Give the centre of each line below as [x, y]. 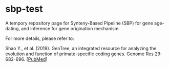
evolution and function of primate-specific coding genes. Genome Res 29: [84, 54]
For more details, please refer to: [40, 38]
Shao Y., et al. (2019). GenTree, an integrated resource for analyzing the [81, 48]
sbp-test [24, 9]
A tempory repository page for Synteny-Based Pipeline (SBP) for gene [79, 23]
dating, [13, 28]
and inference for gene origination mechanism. [71, 28]
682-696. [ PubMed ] [26, 59]
